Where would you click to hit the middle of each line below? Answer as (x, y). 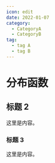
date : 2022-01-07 (28, 18)
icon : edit (20, 12)
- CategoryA (27, 29)
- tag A (21, 46)
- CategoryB (27, 34)
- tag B (21, 51)
